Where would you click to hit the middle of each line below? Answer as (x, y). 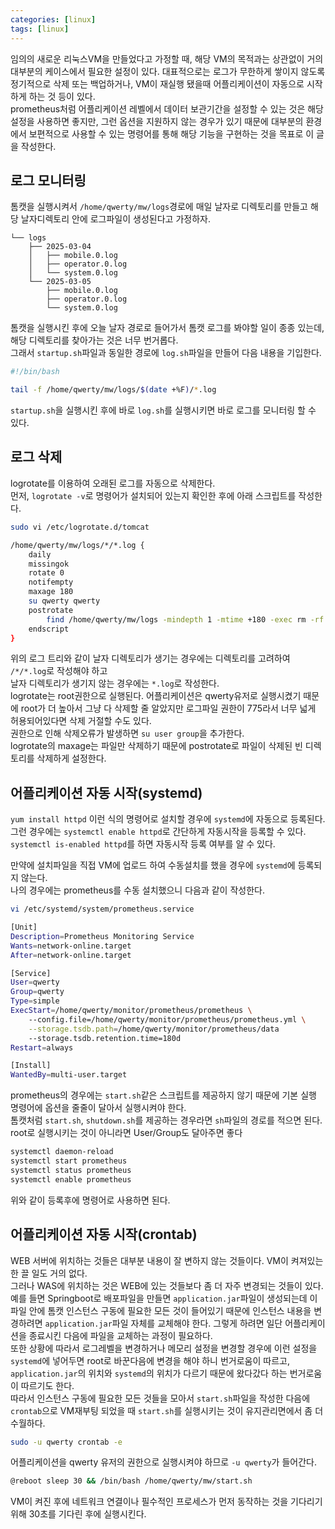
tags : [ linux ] (40, 29)
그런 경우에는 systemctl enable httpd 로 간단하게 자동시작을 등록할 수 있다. (158, 832)
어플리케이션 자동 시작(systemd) (106, 792)
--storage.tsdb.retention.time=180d (105, 1038)
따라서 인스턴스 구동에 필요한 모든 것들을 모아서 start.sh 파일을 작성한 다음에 (160, 1398)
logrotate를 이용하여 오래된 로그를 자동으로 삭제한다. (113, 483)
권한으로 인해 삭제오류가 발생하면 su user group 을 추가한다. (127, 733)
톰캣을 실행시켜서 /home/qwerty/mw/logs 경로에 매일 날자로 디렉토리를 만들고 (159, 207)
